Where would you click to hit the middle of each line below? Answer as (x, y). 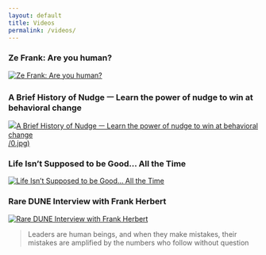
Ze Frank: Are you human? (60, 58)
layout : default (35, 15)
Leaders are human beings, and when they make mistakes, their (132, 234)
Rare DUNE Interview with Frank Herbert (87, 201)
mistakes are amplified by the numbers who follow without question (138, 242)
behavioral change (45, 108)
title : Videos (32, 23)
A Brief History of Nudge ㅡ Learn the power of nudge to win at (131, 97)
